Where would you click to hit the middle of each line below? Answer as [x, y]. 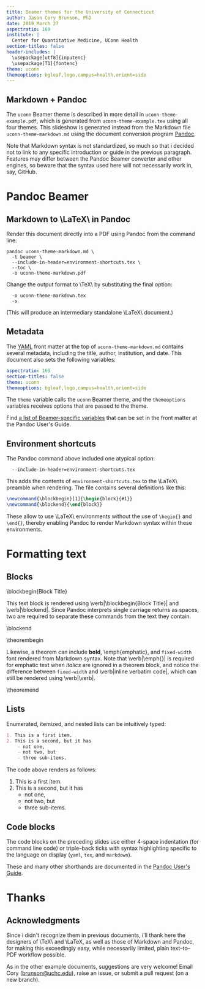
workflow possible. [42, 955]
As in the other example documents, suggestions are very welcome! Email [99, 966]
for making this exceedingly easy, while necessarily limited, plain [88, 948]
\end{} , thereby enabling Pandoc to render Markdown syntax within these [99, 522]
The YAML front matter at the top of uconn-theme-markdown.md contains [95, 346]
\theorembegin [25, 640]
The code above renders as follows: [51, 769]
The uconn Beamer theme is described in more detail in [75, 115]
